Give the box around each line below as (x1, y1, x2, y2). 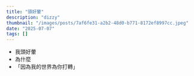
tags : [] (6, 31, 28, 37)
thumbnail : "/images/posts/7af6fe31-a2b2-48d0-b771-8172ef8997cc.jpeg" (6, 20, 189, 26)
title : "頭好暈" (6, 8, 44, 15)
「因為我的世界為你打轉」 (14, 63, 78, 71)
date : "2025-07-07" (6, 25, 55, 32)
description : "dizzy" (6, 14, 60, 20)
